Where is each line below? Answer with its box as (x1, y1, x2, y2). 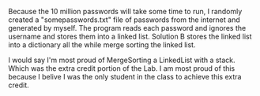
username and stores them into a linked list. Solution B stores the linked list (8, 31, 252, 41)
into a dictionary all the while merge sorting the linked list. (8, 40, 196, 50)
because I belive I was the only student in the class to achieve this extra (8, 72, 242, 81)
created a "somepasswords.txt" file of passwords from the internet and (8, 15, 241, 24)
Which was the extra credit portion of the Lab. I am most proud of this (8, 64, 236, 73)
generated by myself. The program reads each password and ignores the (8, 24, 247, 32)
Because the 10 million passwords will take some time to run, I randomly (8, 7, 243, 16)
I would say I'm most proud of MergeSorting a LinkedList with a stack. (8, 55, 236, 65)
